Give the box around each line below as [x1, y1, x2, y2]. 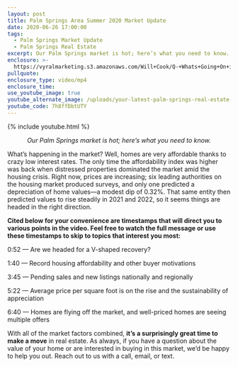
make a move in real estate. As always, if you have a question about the [7, 336, 217, 345]
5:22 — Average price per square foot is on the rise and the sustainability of [7, 286, 229, 295]
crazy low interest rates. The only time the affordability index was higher [7, 157, 218, 165]
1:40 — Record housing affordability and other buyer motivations [7, 258, 196, 267]
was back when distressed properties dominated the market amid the [7, 165, 210, 173]
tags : [7, 30, 23, 38]
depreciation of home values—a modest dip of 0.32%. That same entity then [7, 187, 231, 196]
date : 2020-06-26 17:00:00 [7, 23, 87, 31]
